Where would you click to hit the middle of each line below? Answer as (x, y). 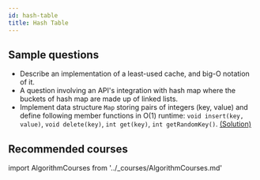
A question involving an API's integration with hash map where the (127, 91)
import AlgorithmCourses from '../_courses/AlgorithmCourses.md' (115, 168)
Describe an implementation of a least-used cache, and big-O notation (135, 74)
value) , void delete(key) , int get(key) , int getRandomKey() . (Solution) (135, 124)
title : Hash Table (38, 23)
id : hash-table (33, 15)
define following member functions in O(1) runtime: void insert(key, (132, 116)
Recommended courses (68, 149)
